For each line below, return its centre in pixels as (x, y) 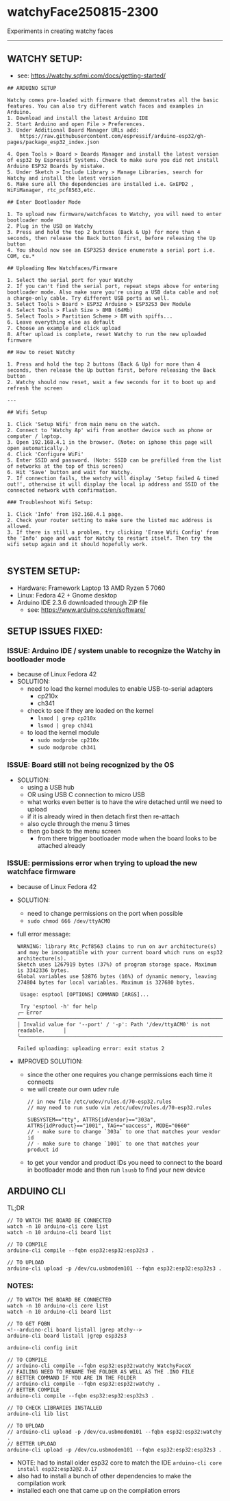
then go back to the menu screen (74, 831)
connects (40, 1082)
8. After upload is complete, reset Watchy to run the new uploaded (107, 334)
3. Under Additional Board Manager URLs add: (73, 130)
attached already (61, 845)
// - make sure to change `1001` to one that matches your (113, 1144)
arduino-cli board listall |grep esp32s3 (67, 1336)
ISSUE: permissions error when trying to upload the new (102, 863)
